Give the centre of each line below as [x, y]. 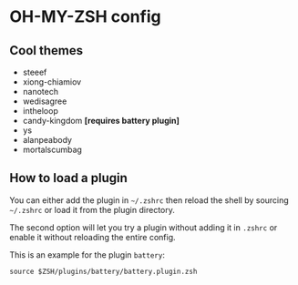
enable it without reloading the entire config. [92, 237]
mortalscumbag [52, 149]
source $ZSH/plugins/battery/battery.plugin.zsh [103, 271]
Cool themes [46, 51]
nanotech [41, 92]
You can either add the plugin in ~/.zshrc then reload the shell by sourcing [149, 200]
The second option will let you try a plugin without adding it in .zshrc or [144, 227]
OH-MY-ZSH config [85, 17]
